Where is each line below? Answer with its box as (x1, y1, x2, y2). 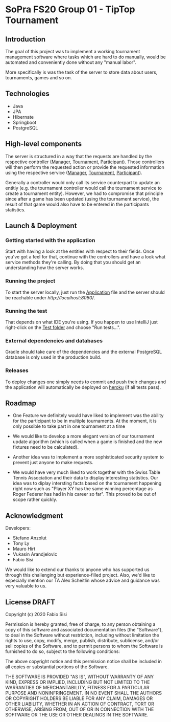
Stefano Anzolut (12, 535, 47, 541)
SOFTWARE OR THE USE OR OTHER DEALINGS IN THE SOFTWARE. (5, 711, 149, 717)
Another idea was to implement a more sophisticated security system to (12, 454, 164, 460)
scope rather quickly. (12, 496, 58, 502)
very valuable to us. (5, 583, 47, 589)
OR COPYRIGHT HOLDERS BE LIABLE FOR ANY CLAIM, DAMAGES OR (5, 695, 153, 702)
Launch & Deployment (5, 222, 77, 230)
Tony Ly (12, 540, 30, 546)
